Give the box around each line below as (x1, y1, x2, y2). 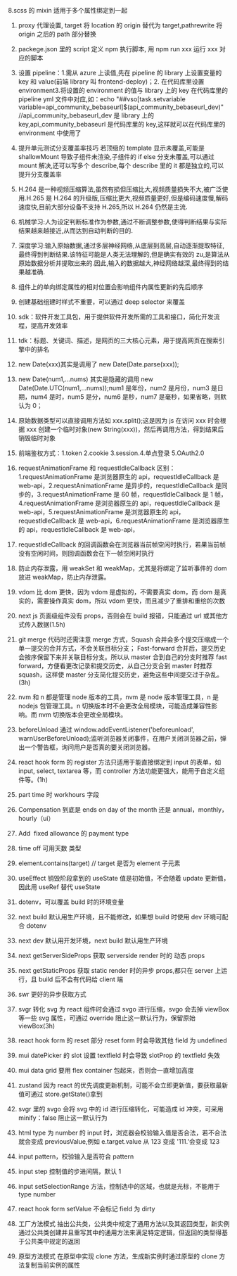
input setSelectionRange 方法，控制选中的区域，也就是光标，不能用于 (18, 1182, 221, 1190)
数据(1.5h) (37, 620, 66, 628)
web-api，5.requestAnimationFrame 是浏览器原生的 (18, 508, 168, 516)
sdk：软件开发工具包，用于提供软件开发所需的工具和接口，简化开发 (18, 312, 214, 321)
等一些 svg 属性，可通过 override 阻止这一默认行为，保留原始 (18, 1014, 196, 1022)
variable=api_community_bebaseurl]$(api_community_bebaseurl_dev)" (18, 103, 224, 111)
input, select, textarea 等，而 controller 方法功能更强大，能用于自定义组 (18, 767, 226, 775)
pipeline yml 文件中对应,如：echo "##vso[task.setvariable (18, 95, 186, 103)
